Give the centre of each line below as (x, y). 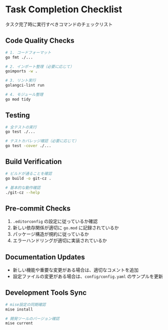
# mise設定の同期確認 (26, 304)
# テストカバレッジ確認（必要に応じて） (42, 141)
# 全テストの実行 (21, 127)
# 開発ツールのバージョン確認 (33, 319)
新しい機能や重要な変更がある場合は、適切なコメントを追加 (76, 270)
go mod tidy (18, 99)
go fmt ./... (19, 57)
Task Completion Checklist (64, 9)
